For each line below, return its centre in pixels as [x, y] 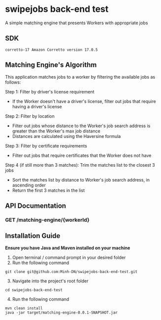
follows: [13, 82]
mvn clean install [24, 308]
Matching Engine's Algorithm [51, 65]
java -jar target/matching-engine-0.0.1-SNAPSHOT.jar [62, 313]
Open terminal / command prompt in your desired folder [69, 257]
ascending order [29, 185]
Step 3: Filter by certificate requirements [46, 146]
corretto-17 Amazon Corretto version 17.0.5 [51, 50]
